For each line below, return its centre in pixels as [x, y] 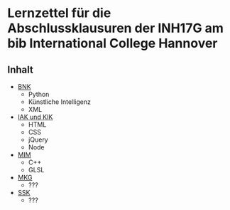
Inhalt [20, 69]
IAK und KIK [35, 117]
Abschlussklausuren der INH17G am [115, 28]
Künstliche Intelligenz [59, 102]
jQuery [38, 140]
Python [39, 94]
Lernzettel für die [59, 13]
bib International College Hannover [113, 43]
